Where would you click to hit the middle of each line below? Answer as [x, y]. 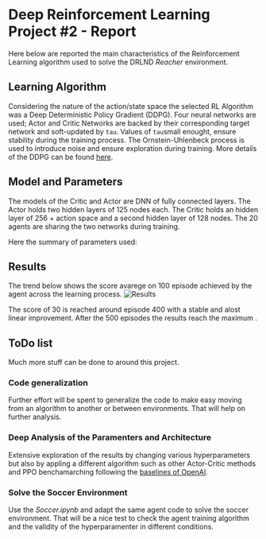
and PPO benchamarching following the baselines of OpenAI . [108, 471]
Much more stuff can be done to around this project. [94, 363]
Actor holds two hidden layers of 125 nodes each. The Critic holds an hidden [133, 209]
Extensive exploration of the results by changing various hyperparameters [129, 455]
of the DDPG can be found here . [61, 157]
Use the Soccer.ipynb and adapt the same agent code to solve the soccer [129, 510]
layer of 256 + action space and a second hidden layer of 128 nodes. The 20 [133, 218]
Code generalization [48, 383]
